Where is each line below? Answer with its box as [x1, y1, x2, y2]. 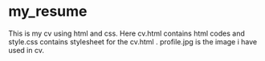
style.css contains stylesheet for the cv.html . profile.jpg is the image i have [8, 36, 258, 46]
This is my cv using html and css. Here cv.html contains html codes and [8, 29, 245, 38]
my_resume [8, 2, 88, 21]
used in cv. [8, 45, 44, 55]
